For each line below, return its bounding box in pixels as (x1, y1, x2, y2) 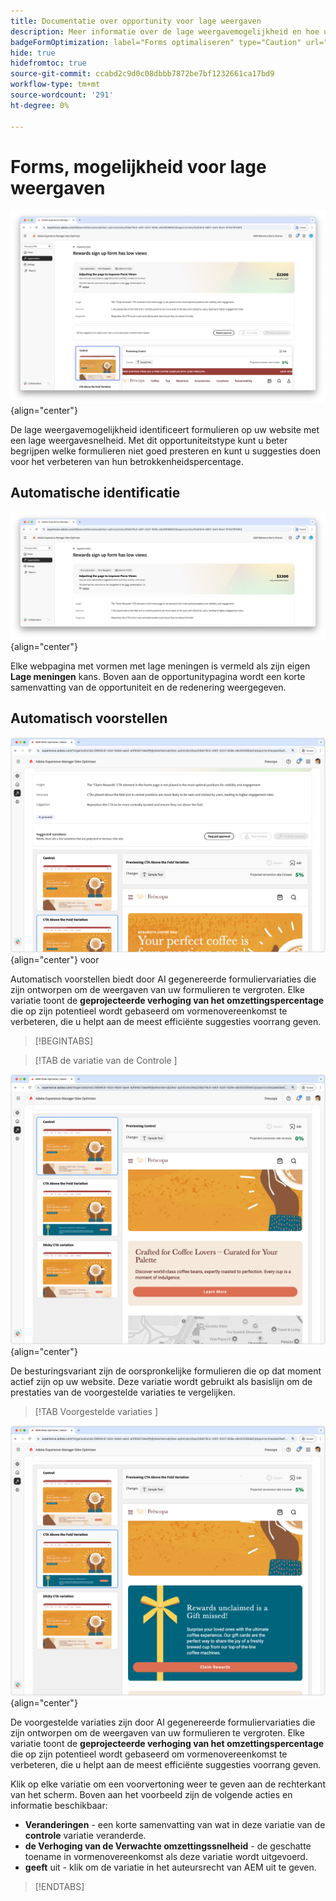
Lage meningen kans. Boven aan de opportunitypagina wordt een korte (10, 671, 306, 683)
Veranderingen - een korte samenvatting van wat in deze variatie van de (24, 1819, 326, 1831)
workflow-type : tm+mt (10, 80, 101, 90)
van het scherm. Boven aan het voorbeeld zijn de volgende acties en (10, 1789, 293, 1801)
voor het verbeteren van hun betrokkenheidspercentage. (10, 456, 244, 468)
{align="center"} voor (10, 953, 100, 965)
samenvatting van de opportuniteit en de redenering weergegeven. (10, 681, 287, 694)
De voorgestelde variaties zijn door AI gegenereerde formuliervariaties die (10, 1716, 316, 1729)
